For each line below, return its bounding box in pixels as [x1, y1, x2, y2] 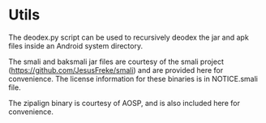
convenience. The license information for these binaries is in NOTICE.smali [8, 74, 258, 83]
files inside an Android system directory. [8, 40, 144, 50]
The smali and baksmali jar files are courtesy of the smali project [8, 57, 225, 66]
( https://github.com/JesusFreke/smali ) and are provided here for [8, 65, 224, 74]
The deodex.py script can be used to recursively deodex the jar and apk [8, 32, 249, 42]
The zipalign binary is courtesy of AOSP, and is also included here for [8, 98, 241, 108]
